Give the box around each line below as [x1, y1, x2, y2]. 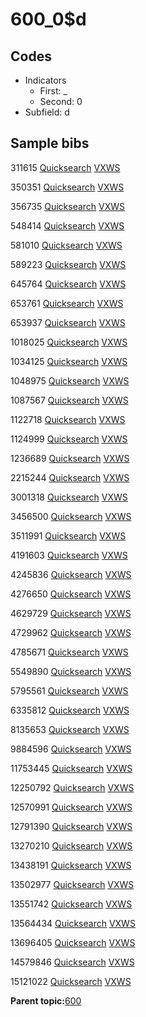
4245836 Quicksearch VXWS [10, 568, 132, 580]
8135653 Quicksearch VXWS [10, 723, 130, 735]
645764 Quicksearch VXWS [10, 278, 127, 290]
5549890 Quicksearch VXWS [10, 665, 132, 677]
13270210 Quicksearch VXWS [10, 839, 133, 852]
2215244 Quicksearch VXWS [10, 471, 130, 483]
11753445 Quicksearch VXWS [10, 762, 133, 774]
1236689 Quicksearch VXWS [10, 452, 130, 464]
